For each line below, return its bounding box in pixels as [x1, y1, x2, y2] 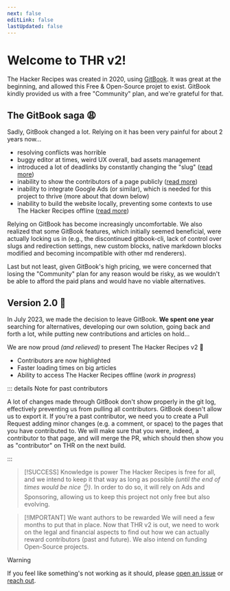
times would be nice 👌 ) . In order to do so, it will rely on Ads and [23, 483, 205, 491]
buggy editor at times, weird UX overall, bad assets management [16, 156, 200, 164]
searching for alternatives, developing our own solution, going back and [7, 322, 211, 330]
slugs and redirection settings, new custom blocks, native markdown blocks [7, 242, 222, 251]
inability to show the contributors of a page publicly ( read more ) [16, 178, 198, 186]
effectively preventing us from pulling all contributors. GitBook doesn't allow [7, 404, 222, 413]
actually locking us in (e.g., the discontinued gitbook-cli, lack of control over [7, 235, 222, 243]
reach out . [7, 576, 36, 584]
